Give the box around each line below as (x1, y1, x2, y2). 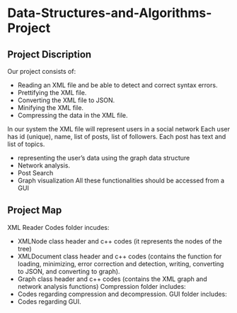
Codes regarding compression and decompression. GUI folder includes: (17, 290, 228, 298)
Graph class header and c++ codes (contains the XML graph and (17, 275, 207, 283)
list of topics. (7, 140, 45, 148)
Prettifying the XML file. (17, 89, 87, 97)
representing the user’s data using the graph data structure (17, 154, 190, 162)
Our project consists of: (7, 67, 76, 75)
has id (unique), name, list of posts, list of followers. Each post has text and (7, 133, 226, 141)
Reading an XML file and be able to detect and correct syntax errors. (17, 81, 218, 89)
